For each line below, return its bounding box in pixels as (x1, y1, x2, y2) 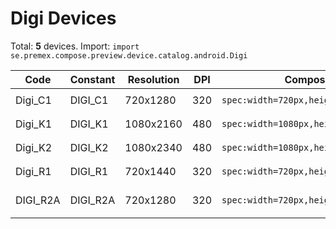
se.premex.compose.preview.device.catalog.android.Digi (10, 50, 248, 61)
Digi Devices (10, 7, 117, 30)
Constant (69, 72, 116, 86)
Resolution (127, 72, 180, 86)
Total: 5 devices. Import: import (10, 40, 140, 52)
